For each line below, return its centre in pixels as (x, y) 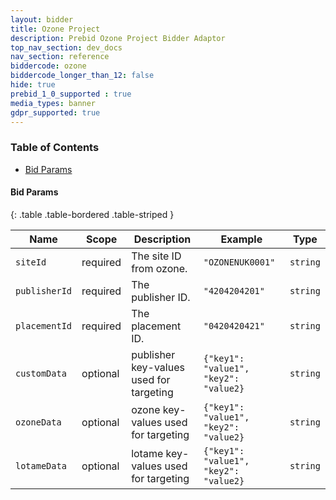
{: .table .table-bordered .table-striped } (92, 214)
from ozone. (159, 268)
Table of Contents (55, 148)
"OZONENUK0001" (239, 262)
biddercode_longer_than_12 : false (82, 76)
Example (241, 239)
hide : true (33, 85)
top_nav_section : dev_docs (66, 47)
